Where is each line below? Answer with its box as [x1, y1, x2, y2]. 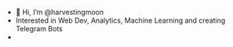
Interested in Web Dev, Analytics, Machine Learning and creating [15, 16, 226, 25]
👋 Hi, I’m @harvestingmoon [15, 8, 104, 16]
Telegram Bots [15, 24, 63, 33]
